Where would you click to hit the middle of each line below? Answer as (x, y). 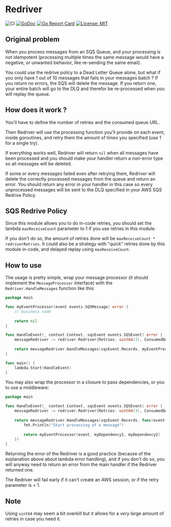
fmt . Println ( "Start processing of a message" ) (74, 425)
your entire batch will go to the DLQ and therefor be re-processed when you (85, 89)
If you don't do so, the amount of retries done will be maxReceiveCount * (80, 239)
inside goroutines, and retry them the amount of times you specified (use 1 (83, 137)
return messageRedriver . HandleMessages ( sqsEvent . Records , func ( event (90, 420)
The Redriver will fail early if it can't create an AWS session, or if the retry (82, 480)
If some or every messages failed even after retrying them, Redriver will (80, 173)
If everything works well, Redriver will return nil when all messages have (82, 153)
